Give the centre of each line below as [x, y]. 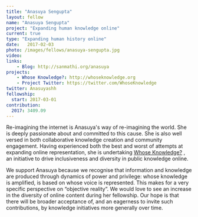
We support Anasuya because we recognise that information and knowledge [99, 170]
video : [14, 56]
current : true [24, 34]
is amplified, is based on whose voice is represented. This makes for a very [98, 183]
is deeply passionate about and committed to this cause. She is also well [94, 134]
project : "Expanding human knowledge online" [63, 28]
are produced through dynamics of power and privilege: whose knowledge [97, 176]
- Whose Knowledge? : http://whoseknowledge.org [76, 77]
